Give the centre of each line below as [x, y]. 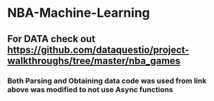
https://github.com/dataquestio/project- [98, 49]
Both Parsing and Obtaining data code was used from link [107, 81]
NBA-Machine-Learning [79, 13]
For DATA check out [52, 39]
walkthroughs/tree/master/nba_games [94, 61]
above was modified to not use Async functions [90, 89]
